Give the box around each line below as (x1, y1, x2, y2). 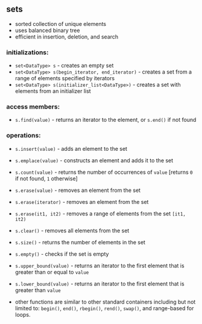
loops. (14, 311, 31, 318)
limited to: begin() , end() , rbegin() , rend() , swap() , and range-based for (14, 304, 194, 312)
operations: (6, 132, 41, 140)
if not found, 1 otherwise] (14, 174, 78, 182)
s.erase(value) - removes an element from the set (14, 186, 140, 194)
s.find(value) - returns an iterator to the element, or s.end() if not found (14, 116, 197, 124)
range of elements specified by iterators (14, 75, 115, 82)
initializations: (6, 48, 49, 56)
